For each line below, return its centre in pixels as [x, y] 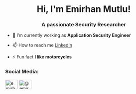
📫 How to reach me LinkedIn [42, 45]
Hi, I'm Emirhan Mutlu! [84, 9]
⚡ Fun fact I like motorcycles [42, 57]
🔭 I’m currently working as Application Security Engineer [71, 35]
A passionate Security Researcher [84, 25]
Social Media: [22, 72]
